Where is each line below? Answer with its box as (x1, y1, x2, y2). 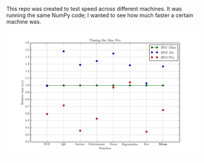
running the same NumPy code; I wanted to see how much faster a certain (6, 12, 194, 19)
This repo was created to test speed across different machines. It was (6, 5, 182, 12)
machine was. (6, 18, 42, 25)
